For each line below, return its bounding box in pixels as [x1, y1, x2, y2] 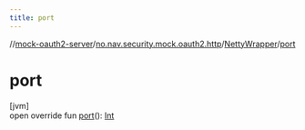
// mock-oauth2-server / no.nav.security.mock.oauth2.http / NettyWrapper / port [9, 38, 296, 49]
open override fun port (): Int [9, 110, 115, 121]
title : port [9, 13, 55, 23]
